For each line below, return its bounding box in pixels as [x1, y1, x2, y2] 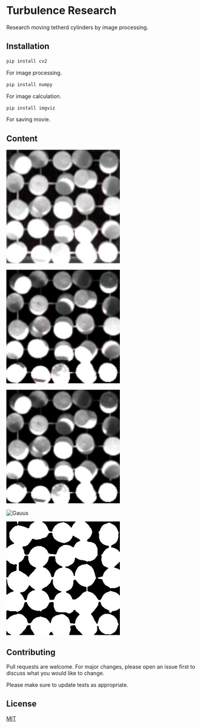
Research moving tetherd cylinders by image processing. [6, 24, 148, 31]
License [6, 699, 37, 709]
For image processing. [6, 69, 62, 76]
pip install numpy [6, 81, 53, 88]
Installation [6, 41, 50, 51]
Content [6, 133, 38, 144]
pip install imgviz [6, 105, 56, 111]
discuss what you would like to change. [6, 670, 105, 677]
